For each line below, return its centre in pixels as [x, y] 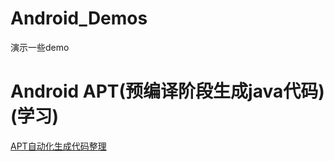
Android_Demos [79, 18]
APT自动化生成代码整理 [58, 146]
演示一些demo [40, 47]
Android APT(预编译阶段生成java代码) [167, 91]
